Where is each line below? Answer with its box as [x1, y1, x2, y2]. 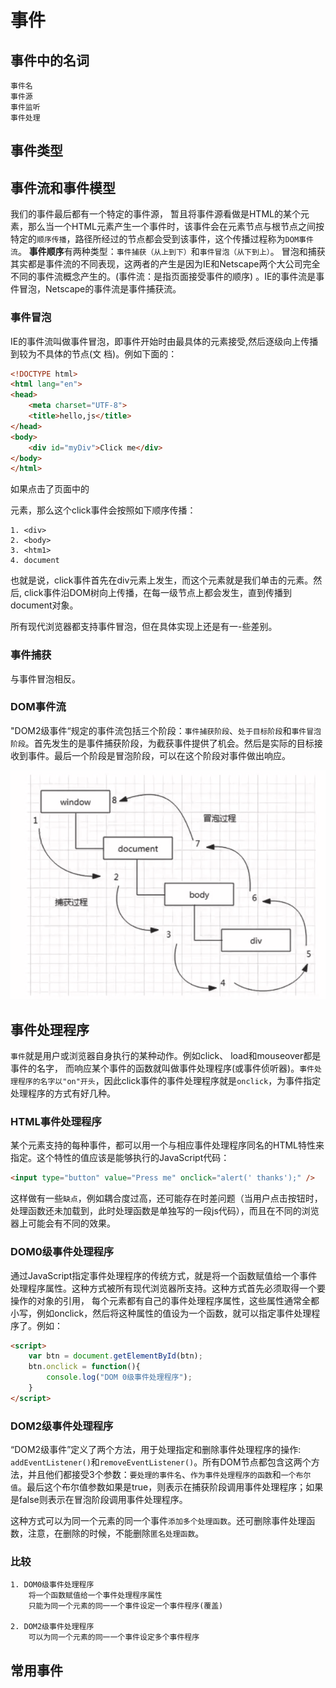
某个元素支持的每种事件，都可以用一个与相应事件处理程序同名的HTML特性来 [10, 1139, 325, 1151]
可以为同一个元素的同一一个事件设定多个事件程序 [28, 1632, 200, 1643]
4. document [10, 556, 60, 566]
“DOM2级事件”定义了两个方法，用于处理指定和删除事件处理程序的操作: [10, 1444, 302, 1456]
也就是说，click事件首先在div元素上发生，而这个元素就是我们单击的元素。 [10, 574, 314, 586]
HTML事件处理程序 [10, 1114, 102, 1128]
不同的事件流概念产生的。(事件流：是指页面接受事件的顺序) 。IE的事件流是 [10, 271, 317, 283]
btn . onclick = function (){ [28, 1362, 141, 1372]
